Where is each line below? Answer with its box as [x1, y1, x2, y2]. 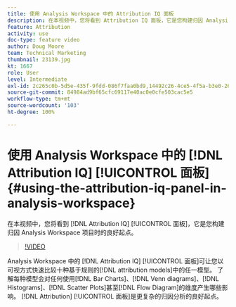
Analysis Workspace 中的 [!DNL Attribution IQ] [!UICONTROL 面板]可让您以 [7, 256, 224, 265]
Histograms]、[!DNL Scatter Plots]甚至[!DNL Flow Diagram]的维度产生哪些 [7, 283, 223, 292]
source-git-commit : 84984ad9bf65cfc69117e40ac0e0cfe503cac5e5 [7, 89, 193, 96]
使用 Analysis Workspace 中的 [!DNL [7, 147, 223, 163]
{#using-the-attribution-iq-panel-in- [7, 180, 227, 196]
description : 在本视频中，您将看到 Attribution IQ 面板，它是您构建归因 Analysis [7, 17, 232, 24]
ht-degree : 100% [7, 108, 55, 115]
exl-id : [7, 82, 30, 89]
